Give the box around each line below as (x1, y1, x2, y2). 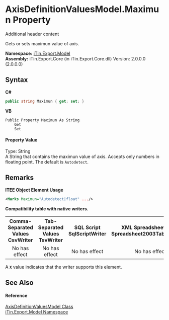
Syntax (5, 75, 28, 84)
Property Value (5, 137, 38, 143)
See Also (5, 278, 34, 287)
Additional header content (5, 31, 59, 37)
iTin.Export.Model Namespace (5, 309, 68, 315)
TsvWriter (38, 236, 63, 244)
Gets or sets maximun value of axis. (5, 40, 79, 46)
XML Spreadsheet (121, 224, 165, 231)
